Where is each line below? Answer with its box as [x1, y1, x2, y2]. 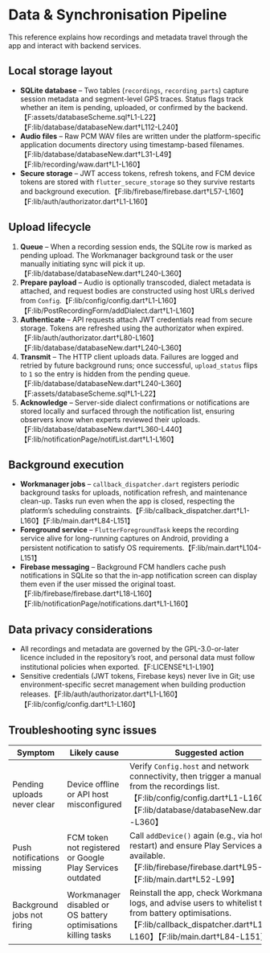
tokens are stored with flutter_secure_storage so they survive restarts [19, 177, 256, 187]
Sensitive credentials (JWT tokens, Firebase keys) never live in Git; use [19, 672, 256, 681]
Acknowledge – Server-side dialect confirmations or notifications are [19, 397, 250, 407]
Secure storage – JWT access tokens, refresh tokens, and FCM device [19, 168, 256, 178]
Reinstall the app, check [129, 887, 220, 898]
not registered [67, 842, 121, 853]
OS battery [67, 910, 108, 920]
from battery [129, 907, 177, 918]
